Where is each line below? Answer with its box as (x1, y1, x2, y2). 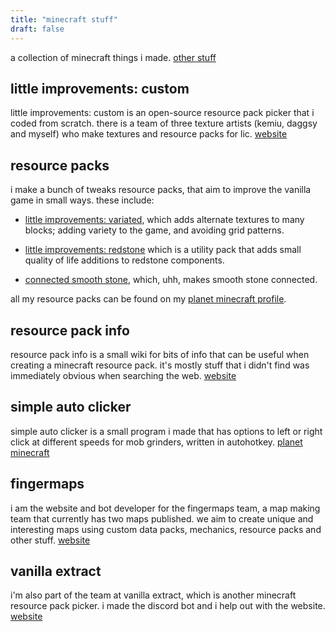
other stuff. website (10, 534, 91, 546)
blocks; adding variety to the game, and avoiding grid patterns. (24, 224, 285, 236)
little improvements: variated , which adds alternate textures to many (24, 214, 305, 226)
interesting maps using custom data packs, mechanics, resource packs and (10, 523, 322, 535)
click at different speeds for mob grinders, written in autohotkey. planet (10, 436, 303, 448)
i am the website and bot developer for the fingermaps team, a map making (10, 502, 321, 514)
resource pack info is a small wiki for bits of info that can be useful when (10, 348, 310, 360)
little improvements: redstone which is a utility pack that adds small (24, 244, 302, 256)
